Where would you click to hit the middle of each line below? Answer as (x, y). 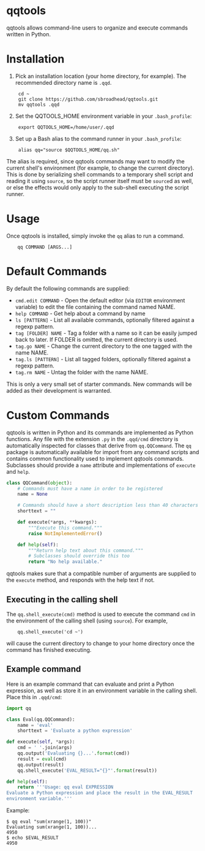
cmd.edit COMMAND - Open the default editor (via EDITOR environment (100, 300)
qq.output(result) (41, 765)
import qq (19, 708)
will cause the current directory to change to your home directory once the (100, 643)
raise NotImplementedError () (65, 533)
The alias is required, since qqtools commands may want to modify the (95, 161)
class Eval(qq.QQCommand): (41, 720)
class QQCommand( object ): (39, 483)
